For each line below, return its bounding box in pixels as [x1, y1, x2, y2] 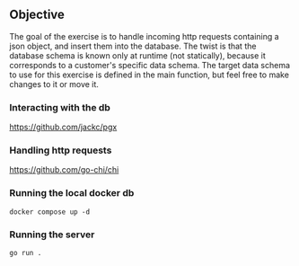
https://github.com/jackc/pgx [9, 121, 118, 133]
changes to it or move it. [9, 78, 99, 89]
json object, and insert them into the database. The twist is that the [9, 40, 257, 51]
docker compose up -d [9, 207, 91, 217]
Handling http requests [9, 144, 112, 156]
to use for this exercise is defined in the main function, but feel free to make [9, 69, 290, 80]
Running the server [9, 228, 95, 241]
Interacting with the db [9, 101, 110, 113]
